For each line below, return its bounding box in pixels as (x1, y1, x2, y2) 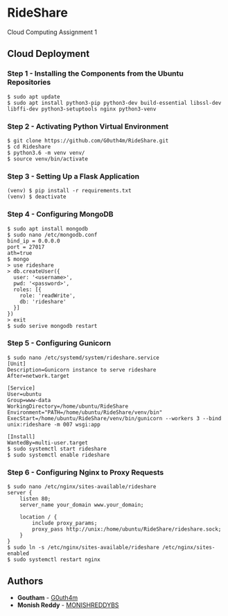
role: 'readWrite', (19, 292, 76, 299)
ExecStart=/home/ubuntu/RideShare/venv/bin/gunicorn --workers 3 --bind (7, 415, 222, 422)
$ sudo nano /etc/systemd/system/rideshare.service (7, 354, 159, 361)
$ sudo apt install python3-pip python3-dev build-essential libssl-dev (7, 99, 222, 106)
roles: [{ (13, 286, 42, 293)
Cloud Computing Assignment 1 (7, 28, 97, 36)
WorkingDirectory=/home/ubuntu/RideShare (7, 403, 129, 410)
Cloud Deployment (7, 48, 90, 60)
